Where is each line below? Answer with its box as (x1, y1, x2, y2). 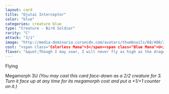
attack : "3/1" (5, 35, 35, 40)
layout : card (5, 7, 33, 12)
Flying (5, 63, 18, 69)
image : (5, 40, 19, 45)
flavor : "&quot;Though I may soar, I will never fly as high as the (5, 49, 152, 54)
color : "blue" (5, 16, 35, 21)
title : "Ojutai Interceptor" (5, 12, 66, 17)
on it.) (5, 83, 18, 89)
